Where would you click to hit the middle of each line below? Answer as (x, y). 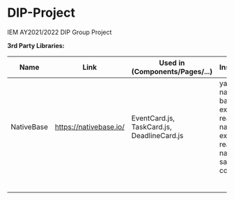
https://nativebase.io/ (90, 127)
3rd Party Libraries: (36, 45)
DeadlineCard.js (157, 135)
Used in (172, 63)
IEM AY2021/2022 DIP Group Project (60, 32)
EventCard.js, (153, 118)
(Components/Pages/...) (172, 71)
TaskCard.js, (151, 127)
